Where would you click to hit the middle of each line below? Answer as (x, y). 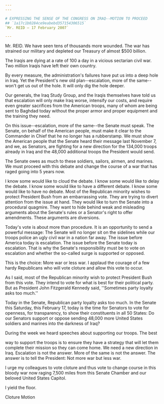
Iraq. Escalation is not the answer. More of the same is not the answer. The (80, 353)
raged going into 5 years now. (35, 172)
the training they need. (28, 116)
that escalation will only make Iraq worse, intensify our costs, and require (79, 101)
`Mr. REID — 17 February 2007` (37, 27)
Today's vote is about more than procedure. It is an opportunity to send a (79, 227)
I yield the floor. (21, 388)
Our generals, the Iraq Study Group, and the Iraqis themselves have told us (80, 95)
